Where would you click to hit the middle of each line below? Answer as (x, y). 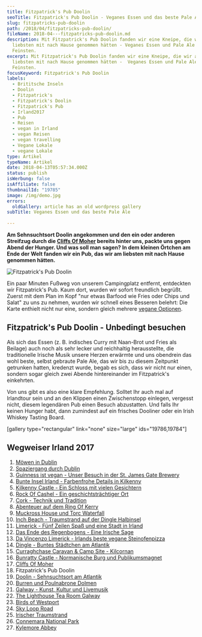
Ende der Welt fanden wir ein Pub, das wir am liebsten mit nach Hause (96, 254)
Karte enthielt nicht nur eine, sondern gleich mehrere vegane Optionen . (95, 309)
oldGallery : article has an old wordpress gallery (77, 207)
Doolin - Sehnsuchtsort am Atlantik (59, 577)
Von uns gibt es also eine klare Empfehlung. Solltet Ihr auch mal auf (90, 392)
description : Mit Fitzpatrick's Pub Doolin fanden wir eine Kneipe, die (100, 40)
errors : (16, 201)
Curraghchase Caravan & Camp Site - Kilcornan (75, 551)
